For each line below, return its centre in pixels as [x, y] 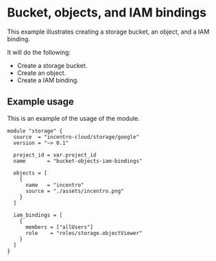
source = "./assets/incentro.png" [75, 191]
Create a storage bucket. [52, 65]
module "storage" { [35, 131]
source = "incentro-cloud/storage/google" [76, 137]
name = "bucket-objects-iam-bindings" [78, 161]
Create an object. [41, 73]
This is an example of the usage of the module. [73, 118]
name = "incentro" [55, 185]
